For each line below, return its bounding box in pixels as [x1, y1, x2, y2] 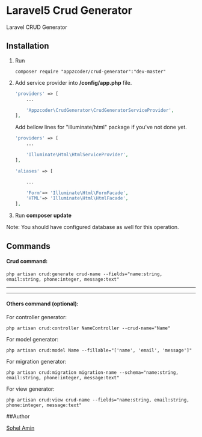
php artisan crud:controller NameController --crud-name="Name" [6, 325, 171, 331]
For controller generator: [6, 313, 67, 320]
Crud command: [6, 258, 48, 265]
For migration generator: [6, 358, 67, 365]
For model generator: [6, 335, 59, 343]
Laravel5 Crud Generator [6, 4, 132, 17]
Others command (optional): [6, 300, 79, 307]
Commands [6, 241, 51, 251]
